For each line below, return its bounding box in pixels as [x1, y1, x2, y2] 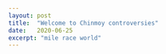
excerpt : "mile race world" [8, 33, 102, 42]
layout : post [8, 11, 52, 20]
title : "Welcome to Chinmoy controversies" [8, 19, 159, 27]
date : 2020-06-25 [8, 26, 73, 34]
